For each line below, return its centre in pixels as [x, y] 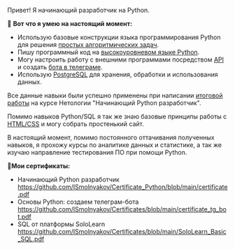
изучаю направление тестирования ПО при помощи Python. [97, 152]
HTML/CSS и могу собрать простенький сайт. [76, 124]
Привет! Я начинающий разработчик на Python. [79, 10]
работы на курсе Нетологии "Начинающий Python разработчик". [104, 103]
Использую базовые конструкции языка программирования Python [119, 37]
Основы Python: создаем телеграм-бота [78, 202]
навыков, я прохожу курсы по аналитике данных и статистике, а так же [115, 145]
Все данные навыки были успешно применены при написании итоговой [115, 95]
